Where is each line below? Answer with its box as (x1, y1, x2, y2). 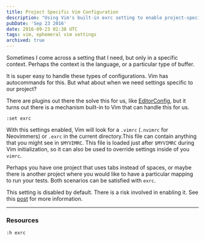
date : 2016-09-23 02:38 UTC (6, 26, 78, 32)
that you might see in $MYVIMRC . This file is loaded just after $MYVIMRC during (6, 139, 195, 146)
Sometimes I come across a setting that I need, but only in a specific (6, 54, 178, 61)
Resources (6, 216, 39, 225)
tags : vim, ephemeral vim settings (6, 32, 97, 38)
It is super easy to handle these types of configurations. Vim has (6, 73, 169, 79)
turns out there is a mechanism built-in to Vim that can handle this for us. (6, 104, 190, 110)
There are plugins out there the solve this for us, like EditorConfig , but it (6, 97, 186, 104)
